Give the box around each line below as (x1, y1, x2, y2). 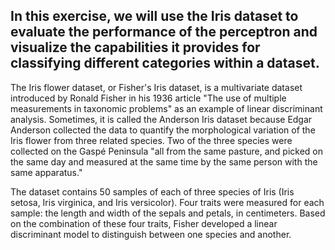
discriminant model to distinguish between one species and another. (10, 228, 292, 240)
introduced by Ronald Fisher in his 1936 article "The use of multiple (10, 92, 287, 104)
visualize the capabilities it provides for (10, 39, 261, 56)
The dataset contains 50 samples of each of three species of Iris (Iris (10, 185, 295, 198)
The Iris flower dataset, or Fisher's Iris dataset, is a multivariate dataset (10, 81, 303, 93)
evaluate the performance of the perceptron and (10, 24, 318, 41)
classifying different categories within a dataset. (10, 55, 320, 72)
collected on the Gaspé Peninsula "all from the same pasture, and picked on (10, 145, 323, 157)
